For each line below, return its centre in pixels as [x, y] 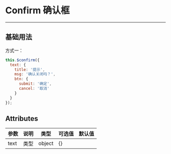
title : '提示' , [30, 69]
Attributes [22, 119]
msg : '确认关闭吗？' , [35, 74]
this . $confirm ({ [22, 60]
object [46, 143]
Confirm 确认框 [38, 10]
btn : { [21, 79]
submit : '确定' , [35, 84]
